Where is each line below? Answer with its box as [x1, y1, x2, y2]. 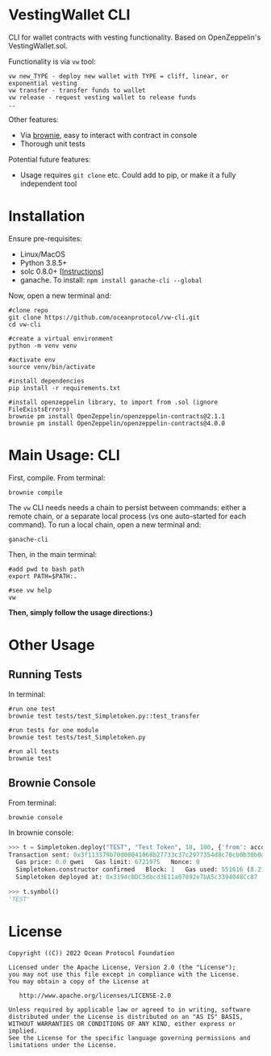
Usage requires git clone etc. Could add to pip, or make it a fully [19, 170, 236, 179]
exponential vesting [8, 79, 78, 87]
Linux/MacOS [19, 249, 66, 259]
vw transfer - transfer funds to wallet [8, 86, 147, 94]
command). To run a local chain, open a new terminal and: [8, 519, 202, 530]
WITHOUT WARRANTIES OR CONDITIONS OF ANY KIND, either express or [8, 1020, 236, 1028]
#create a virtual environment [8, 334, 114, 342]
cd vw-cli [8, 321, 42, 329]
